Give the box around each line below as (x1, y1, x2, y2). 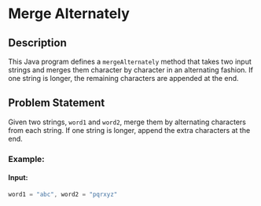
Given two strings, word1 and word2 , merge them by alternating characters (8, 117, 246, 127)
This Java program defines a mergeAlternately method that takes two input (8, 57, 252, 66)
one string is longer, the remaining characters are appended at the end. (8, 74, 239, 83)
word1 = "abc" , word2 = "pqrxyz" (8, 190, 118, 198)
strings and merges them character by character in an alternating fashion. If (8, 65, 254, 75)
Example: (8, 153, 45, 164)
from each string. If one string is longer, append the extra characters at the (8, 125, 251, 134)
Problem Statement (8, 96, 105, 110)
